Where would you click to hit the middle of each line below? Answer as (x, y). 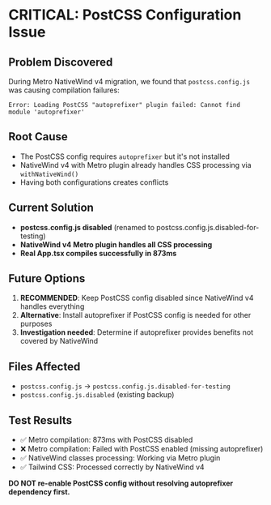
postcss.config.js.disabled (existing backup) (97, 395)
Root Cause (38, 137)
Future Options (47, 278)
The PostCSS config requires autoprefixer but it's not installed (125, 156)
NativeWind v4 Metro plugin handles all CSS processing (116, 244)
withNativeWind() (49, 174)
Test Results (40, 420)
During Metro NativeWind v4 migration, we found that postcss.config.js (129, 81)
